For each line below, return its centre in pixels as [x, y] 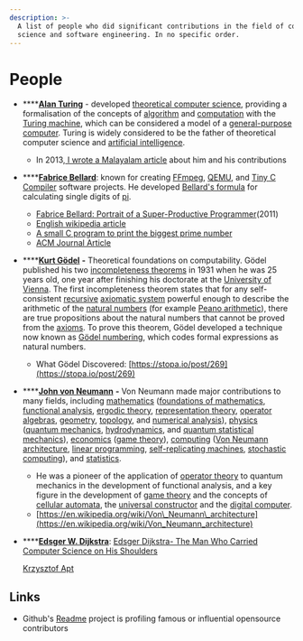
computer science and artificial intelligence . [104, 143]
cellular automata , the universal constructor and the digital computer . [164, 505]
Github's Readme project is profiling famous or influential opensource [151, 618]
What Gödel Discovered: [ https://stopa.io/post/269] [132, 364]
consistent [42, 299]
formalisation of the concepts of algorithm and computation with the [149, 114]
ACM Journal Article [73, 243]
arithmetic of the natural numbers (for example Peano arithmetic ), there [155, 309]
